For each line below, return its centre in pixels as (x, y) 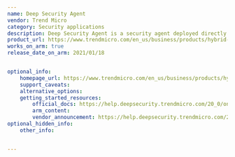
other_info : (37, 130)
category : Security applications (56, 27)
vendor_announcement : (64, 117)
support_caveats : (45, 85)
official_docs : (55, 104)
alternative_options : (51, 91)
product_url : (26, 40)
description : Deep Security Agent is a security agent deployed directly (117, 33)
